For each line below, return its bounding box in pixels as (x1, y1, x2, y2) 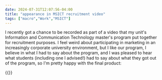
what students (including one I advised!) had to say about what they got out (5, 55, 157, 61)
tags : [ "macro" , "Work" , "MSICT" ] (5, 16, 71, 21)
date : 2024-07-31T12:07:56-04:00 (5, 7, 73, 12)
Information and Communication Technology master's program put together (5, 34, 157, 40)
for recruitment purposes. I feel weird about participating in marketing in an (5, 40, 156, 46)
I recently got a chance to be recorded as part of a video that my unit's (5, 30, 147, 35)
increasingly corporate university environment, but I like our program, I (5, 45, 147, 51)
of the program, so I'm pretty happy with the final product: (5, 60, 122, 66)
